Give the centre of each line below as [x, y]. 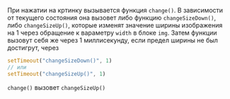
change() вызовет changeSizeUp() [57, 87]
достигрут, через [33, 48]
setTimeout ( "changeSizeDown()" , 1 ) [60, 61]
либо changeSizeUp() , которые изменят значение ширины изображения [115, 25]
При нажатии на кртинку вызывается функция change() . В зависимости [115, 10]
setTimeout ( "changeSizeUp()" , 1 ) [57, 74]
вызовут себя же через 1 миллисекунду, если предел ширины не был [113, 40]
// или [17, 67]
